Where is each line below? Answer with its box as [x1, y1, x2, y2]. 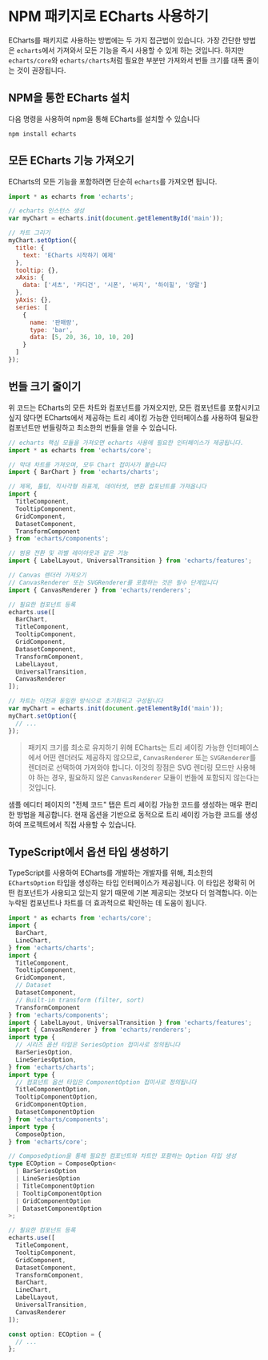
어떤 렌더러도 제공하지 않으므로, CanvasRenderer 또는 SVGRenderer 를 [42, 752, 257, 762]
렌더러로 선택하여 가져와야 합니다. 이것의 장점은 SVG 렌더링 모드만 [27, 763, 234, 772]
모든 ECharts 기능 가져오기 [8, 154, 134, 168]
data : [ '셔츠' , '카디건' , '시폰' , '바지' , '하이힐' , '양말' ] [22, 281, 207, 289]
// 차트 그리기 [8, 229, 50, 237]
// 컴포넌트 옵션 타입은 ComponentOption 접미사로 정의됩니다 [15, 1078, 197, 1087]
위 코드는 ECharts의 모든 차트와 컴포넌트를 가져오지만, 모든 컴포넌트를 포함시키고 [8, 403, 261, 412]
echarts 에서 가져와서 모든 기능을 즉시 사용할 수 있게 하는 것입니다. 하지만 [16, 45, 244, 55]
